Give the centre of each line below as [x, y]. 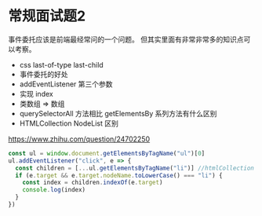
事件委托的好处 [44, 74]
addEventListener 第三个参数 [66, 84]
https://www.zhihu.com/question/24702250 [79, 139]
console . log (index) [54, 190]
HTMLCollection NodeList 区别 [69, 123]
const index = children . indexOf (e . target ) [93, 183]
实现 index [36, 93]
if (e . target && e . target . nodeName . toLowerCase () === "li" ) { [119, 175]
